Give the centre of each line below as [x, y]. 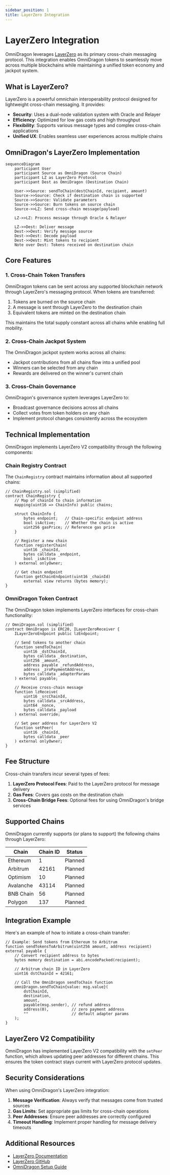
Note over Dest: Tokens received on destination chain [74, 245]
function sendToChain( [39, 647]
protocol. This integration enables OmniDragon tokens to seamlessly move [84, 60]
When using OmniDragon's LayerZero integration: [57, 1090]
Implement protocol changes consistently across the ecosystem [80, 419]
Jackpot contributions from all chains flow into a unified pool [76, 362]
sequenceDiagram [22, 164]
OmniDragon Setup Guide [40, 1167]
